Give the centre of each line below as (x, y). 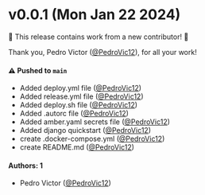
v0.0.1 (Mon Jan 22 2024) (95, 15)
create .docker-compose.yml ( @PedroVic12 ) (92, 139)
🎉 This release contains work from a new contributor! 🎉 (99, 37)
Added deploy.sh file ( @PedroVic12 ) (78, 105)
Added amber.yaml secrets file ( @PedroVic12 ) (95, 122)
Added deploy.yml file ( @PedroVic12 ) (80, 88)
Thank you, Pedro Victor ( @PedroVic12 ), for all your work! (102, 52)
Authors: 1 (26, 166)
